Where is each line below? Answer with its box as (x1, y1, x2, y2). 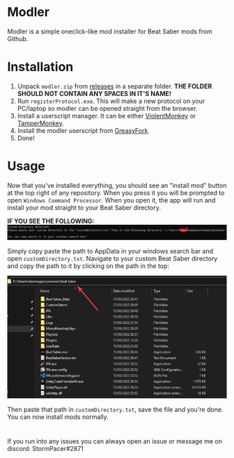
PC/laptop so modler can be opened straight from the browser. (17, 104, 198, 112)
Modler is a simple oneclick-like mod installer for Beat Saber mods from (7, 27, 212, 35)
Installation (7, 59, 74, 75)
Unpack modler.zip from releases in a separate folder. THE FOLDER (17, 81, 212, 90)
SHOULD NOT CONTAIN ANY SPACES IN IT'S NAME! (17, 89, 172, 97)
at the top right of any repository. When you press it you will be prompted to (7, 189, 225, 197)
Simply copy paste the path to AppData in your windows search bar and (7, 246, 214, 255)
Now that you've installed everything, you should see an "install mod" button (7, 181, 227, 189)
